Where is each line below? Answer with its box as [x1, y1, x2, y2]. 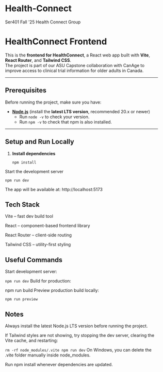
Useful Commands [5, 256, 63, 264]
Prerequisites [5, 86, 47, 95]
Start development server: [5, 268, 57, 275]
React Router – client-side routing [5, 232, 72, 238]
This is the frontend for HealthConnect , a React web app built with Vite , [5, 52, 150, 58]
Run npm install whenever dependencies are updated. [5, 361, 113, 367]
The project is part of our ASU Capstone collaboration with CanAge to [5, 62, 145, 68]
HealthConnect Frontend [5, 36, 107, 47]
